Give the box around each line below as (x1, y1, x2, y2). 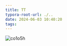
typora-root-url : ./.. (5, 12, 53, 17)
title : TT (5, 7, 26, 13)
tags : (5, 21, 17, 27)
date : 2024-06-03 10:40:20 (5, 17, 62, 22)
